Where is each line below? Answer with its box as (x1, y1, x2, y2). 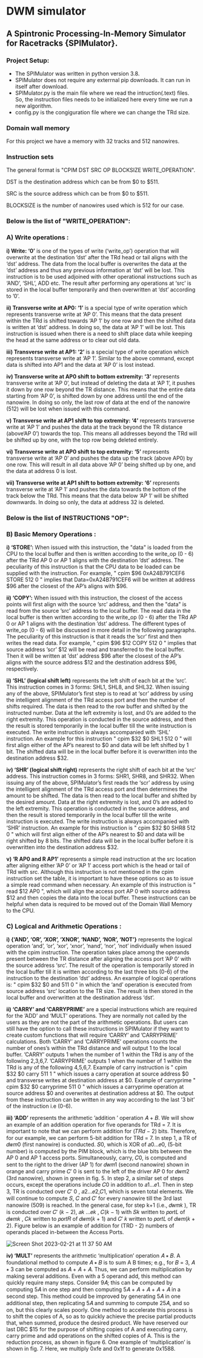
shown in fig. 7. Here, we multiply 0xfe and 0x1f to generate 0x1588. (6, 1345, 176, 1353)
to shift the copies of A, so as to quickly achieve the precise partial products (6, 1313, 196, 1320)
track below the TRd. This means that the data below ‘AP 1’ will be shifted (6, 492, 189, 499)
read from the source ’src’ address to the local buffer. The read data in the (6, 607, 191, 614)
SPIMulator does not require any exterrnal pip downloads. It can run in (15, 76, 191, 83)
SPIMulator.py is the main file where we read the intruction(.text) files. (15, 89, 190, 97)
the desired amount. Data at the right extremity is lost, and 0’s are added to (6, 798, 193, 805)
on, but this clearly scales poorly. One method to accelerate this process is (6, 1306, 193, 1314)
